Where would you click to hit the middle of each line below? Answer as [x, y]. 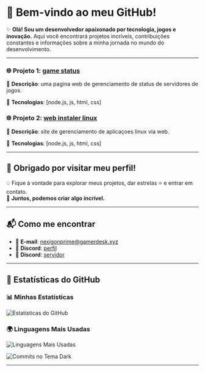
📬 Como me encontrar [51, 224]
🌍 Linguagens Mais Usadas [48, 329]
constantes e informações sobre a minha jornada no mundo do [85, 43]
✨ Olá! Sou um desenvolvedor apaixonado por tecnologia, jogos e [91, 29]
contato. [17, 192]
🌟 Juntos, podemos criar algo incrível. [56, 198]
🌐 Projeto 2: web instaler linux [52, 118]
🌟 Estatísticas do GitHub [53, 280]
